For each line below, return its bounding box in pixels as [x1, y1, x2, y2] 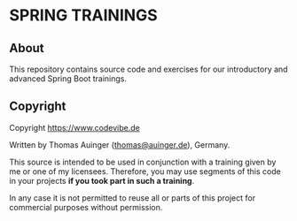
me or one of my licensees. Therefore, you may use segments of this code [9, 165, 281, 177]
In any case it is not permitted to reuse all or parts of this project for [9, 192, 255, 203]
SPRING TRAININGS [9, 5, 158, 26]
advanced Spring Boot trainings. [9, 73, 127, 84]
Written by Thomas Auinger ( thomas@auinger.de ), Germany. [9, 139, 231, 150]
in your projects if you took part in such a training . [9, 175, 195, 186]
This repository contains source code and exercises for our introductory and [9, 64, 288, 74]
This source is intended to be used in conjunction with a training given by [9, 156, 277, 167]
